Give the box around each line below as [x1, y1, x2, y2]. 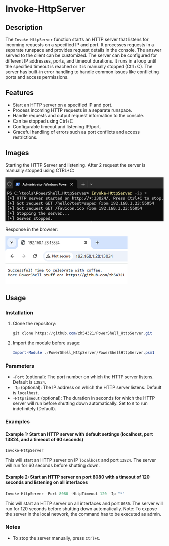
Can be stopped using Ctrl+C [12, 118, 73, 124]
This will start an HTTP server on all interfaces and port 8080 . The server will [5, 500, 163, 507]
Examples [5, 418, 30, 426]
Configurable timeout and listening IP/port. [12, 123, 101, 129]
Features [5, 89, 34, 97]
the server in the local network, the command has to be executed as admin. [5, 511, 162, 517]
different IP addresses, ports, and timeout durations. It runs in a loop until [5, 58, 157, 64]
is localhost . [12, 390, 39, 396]
